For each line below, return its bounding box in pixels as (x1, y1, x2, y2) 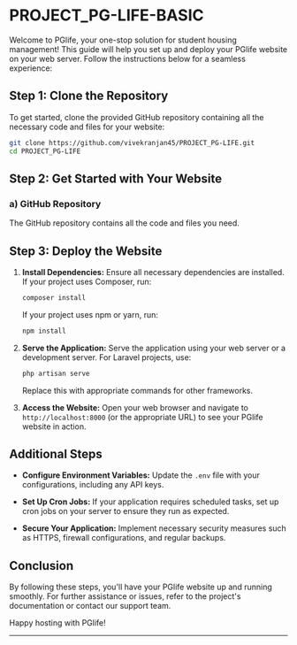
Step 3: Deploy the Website (9, 243, 163, 258)
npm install (21, 326, 66, 335)
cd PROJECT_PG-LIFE (9, 147, 81, 156)
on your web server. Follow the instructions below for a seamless (9, 53, 246, 64)
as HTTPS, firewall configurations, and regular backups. (21, 533, 226, 543)
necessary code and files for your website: (9, 121, 165, 132)
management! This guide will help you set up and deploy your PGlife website (9, 43, 288, 54)
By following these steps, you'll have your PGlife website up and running (9, 581, 272, 593)
